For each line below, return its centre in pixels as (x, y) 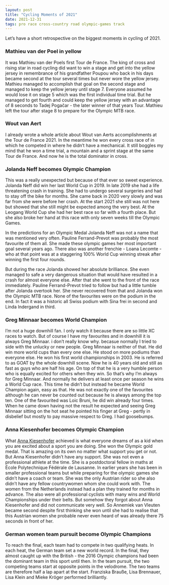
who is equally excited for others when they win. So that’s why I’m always (81, 374)
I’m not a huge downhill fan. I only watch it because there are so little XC (80, 331)
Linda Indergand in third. (31, 307)
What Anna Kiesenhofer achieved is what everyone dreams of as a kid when (84, 441)
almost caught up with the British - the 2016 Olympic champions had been (82, 556)
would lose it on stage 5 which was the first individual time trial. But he (78, 94)
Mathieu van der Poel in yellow (43, 51)
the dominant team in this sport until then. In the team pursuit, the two (77, 561)
